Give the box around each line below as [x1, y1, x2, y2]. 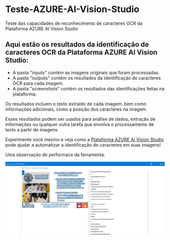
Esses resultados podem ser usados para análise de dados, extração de [5, 116, 156, 122]
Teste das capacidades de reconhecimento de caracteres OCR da [5, 20, 143, 26]
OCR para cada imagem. [12, 80, 64, 86]
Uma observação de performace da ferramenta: [5, 152, 105, 158]
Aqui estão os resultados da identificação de [5, 40, 149, 49]
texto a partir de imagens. [5, 126, 59, 132]
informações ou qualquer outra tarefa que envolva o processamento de [5, 121, 154, 127]
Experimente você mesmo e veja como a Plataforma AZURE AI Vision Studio [5, 136, 164, 142]
